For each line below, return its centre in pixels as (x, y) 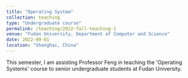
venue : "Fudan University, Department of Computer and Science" (88, 34)
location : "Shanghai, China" (43, 46)
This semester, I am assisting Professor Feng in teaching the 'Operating (94, 62)
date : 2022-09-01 (28, 40)
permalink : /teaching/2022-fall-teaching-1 (61, 28)
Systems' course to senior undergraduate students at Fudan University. (94, 68)
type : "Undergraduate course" (44, 23)
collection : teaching (33, 17)
